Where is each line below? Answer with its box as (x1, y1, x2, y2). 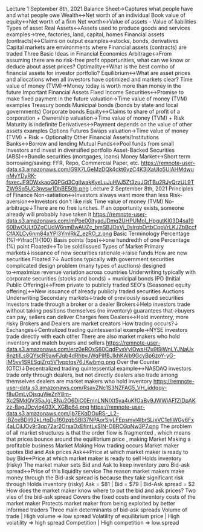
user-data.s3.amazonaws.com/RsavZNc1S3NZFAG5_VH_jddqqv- (6, 384, 167, 391)
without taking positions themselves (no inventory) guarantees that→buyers (6, 307, 195, 314)
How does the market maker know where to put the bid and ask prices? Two (6, 487, 196, 494)
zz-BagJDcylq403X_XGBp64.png (6, 403, 89, 410)
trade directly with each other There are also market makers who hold (6, 332, 180, 340)
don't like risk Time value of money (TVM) (59, 198, 164, 205)
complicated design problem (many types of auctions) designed (6, 262, 166, 269)
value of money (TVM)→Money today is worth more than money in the (6, 82, 181, 89)
